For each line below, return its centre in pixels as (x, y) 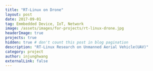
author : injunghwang (27, 56)
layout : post (19, 14)
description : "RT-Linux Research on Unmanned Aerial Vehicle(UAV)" (77, 47)
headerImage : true (24, 33)
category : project (24, 51)
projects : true (21, 38)
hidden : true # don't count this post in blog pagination (67, 42)
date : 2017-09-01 (23, 19)
